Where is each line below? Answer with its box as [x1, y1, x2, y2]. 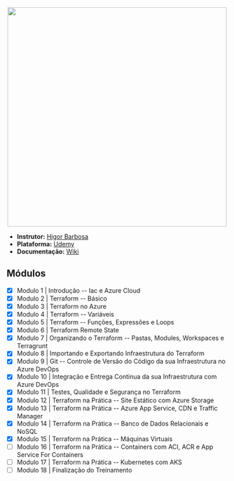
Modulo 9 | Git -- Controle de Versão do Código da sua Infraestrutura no [16, 357, 226, 366]
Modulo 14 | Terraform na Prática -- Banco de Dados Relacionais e [16, 419, 209, 428]
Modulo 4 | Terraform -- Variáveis [16, 310, 115, 318]
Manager [16, 411, 43, 420]
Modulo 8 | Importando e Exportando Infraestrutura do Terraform [16, 349, 205, 357]
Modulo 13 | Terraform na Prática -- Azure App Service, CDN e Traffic [16, 404, 218, 412]
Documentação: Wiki [16, 247, 79, 256]
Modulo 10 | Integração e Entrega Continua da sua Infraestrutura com [16, 372, 217, 381]
